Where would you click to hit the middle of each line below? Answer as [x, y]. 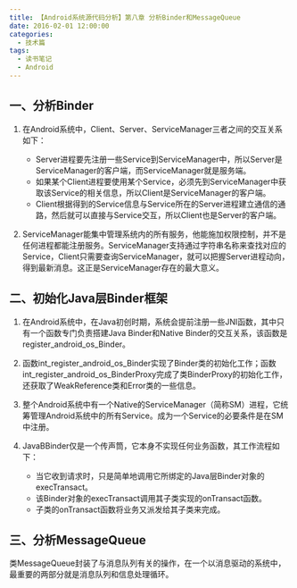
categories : [31, 34]
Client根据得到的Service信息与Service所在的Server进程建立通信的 [157, 204]
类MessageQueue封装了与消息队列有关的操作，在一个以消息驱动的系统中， [148, 563]
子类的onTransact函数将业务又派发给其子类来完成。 [130, 509]
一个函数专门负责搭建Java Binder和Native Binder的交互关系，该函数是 [159, 332]
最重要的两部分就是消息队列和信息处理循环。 [91, 575]
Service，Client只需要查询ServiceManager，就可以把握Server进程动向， [156, 256]
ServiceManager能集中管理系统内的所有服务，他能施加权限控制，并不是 [154, 234]
